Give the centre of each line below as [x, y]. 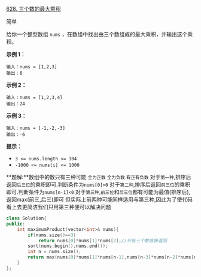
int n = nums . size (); [55, 252]
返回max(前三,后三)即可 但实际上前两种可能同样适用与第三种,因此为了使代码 [99, 200]
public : [16, 224]
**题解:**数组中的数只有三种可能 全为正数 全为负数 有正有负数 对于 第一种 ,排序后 [99, 177]
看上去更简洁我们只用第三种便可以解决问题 [59, 207]
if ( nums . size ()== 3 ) [52, 235]
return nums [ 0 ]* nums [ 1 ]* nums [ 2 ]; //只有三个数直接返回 [103, 241]
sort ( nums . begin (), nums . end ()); [68, 246]
